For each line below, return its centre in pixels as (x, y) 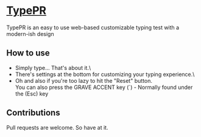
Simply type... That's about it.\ (53, 68)
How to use (28, 53)
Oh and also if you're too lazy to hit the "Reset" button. (83, 80)
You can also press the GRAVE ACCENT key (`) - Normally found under (104, 87)
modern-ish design (30, 33)
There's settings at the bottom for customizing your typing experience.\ (105, 74)
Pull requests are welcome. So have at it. (57, 127)
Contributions (33, 113)
